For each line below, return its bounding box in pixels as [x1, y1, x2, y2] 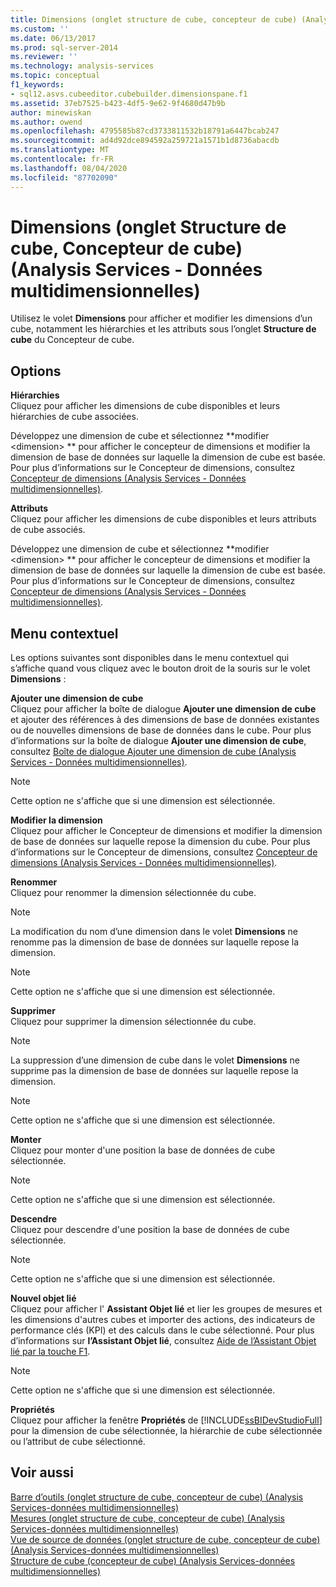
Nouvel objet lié [10, 1292, 77, 1305]
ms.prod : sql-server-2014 [10, 42, 118, 53]
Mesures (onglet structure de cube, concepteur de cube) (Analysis [10, 1512, 285, 1524]
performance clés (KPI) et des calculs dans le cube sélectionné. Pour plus [10, 1324, 315, 1336]
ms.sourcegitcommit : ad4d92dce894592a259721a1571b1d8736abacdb [10, 136, 280, 146]
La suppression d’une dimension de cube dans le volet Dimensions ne [10, 1054, 300, 1066]
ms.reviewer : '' [10, 52, 78, 62]
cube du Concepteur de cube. [10, 334, 135, 346]
